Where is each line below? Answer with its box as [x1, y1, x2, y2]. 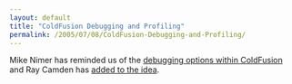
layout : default [9, 13, 71, 23]
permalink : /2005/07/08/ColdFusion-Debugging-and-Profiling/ [9, 30, 247, 39]
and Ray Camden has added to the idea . [9, 64, 160, 75]
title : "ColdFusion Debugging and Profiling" [9, 22, 185, 31]
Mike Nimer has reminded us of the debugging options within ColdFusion [9, 55, 284, 66]
